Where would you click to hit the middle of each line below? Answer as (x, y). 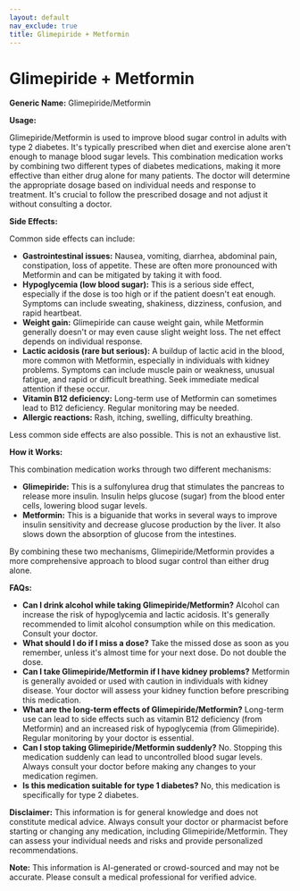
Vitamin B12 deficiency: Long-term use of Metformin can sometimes (150, 399)
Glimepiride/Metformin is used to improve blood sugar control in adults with (148, 138)
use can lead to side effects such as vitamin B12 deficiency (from (142, 719)
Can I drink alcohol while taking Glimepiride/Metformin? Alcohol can (150, 605)
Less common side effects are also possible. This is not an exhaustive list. (145, 435)
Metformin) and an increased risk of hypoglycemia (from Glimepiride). (150, 728)
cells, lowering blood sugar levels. (85, 506)
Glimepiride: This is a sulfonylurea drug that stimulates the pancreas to (153, 487)
